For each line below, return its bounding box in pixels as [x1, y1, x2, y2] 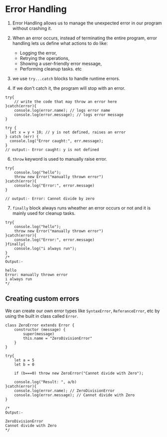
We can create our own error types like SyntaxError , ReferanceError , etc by [5, 308, 160, 314]
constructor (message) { [14, 327, 66, 332]
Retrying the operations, [19, 55, 70, 61]
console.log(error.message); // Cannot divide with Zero [14, 393, 135, 398]
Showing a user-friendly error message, [19, 60, 102, 66]
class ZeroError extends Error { [5, 323, 75, 328]
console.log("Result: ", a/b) [14, 379, 77, 385]
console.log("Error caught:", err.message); [9, 138, 104, 143]
